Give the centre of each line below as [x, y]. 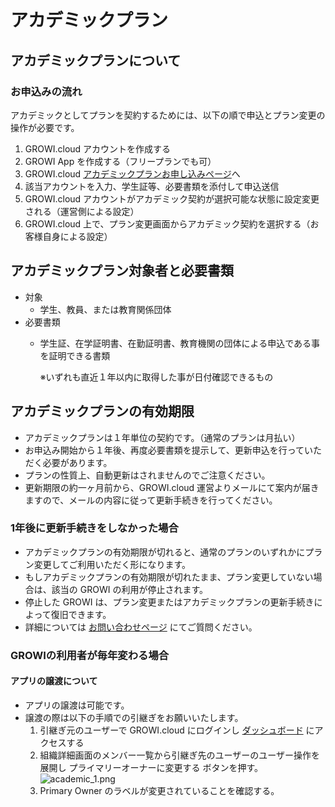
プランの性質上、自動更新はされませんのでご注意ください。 [147, 475]
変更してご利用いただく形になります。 [112, 564]
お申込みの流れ [46, 91]
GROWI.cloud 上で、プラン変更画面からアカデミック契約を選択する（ [167, 223]
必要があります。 [77, 462]
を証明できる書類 [75, 355]
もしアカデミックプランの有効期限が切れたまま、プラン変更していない [169, 577]
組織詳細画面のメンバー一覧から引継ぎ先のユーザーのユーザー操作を [180, 755]
